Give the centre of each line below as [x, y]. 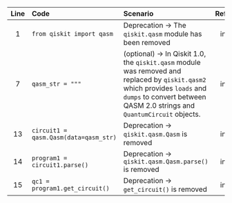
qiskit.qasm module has [163, 34]
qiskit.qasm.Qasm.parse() [166, 162]
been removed [147, 42]
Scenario [138, 13]
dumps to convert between [165, 97]
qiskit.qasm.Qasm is [155, 134]
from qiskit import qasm [72, 34]
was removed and [152, 71]
